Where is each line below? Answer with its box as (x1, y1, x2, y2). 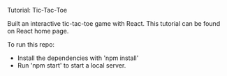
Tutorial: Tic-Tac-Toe (7, 6, 68, 14)
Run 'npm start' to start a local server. (17, 61, 126, 69)
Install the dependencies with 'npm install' (17, 54, 139, 62)
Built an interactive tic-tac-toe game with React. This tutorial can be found (7, 20, 221, 27)
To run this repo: (7, 40, 54, 48)
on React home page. (7, 27, 69, 35)
